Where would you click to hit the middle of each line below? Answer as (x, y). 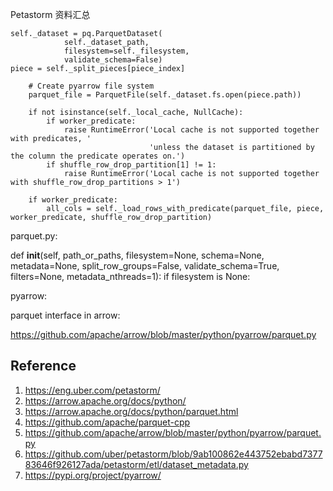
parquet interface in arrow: (65, 315)
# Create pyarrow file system (91, 86)
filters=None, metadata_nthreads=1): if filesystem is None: (130, 276)
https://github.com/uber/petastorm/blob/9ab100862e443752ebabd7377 (173, 454)
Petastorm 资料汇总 (50, 14)
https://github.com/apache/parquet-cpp (107, 422)
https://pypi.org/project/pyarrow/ (93, 475)
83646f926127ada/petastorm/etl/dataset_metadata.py (136, 464)
